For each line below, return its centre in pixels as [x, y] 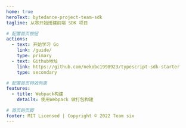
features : [18, 89]
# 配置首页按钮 [22, 33]
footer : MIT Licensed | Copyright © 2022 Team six [70, 116]
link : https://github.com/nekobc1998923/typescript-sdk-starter [98, 67]
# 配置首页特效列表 [27, 83]
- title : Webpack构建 [38, 94]
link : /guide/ [34, 50]
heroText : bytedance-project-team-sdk [54, 17]
